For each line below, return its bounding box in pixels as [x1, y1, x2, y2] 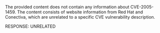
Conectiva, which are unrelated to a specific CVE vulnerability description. [5, 14, 156, 20]
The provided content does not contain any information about [5, 4, 130, 10]
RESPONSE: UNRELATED [5, 23, 56, 29]
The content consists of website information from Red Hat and [17, 9, 143, 15]
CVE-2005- [130, 4, 154, 10]
